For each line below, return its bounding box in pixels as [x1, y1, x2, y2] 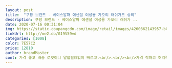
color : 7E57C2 [5, 41, 36, 46]
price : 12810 [5, 46, 33, 51]
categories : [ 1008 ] [5, 36, 47, 41]
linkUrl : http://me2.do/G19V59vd [5, 31, 77, 36]
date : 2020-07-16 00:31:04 [5, 21, 63, 27]
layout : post [5, 7, 33, 13]
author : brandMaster [5, 50, 50, 55]
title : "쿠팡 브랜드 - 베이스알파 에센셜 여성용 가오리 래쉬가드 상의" [5, 12, 137, 17]
